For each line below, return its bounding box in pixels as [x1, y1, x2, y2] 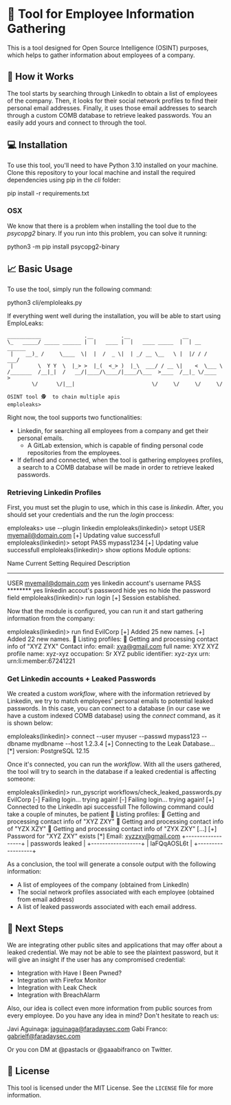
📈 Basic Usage [7, 263, 74, 275]
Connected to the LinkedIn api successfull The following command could [7, 803, 214, 811]
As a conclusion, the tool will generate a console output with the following [7, 860, 217, 868]
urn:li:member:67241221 [7, 657, 76, 665]
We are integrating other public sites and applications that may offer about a [7, 941, 223, 949]
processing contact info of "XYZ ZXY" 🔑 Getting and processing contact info [7, 817, 224, 825]
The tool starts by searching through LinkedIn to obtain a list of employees [7, 89, 218, 97]
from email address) [16, 895, 74, 904]
